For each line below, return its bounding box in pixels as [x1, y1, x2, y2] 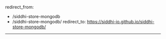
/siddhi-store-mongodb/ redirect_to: [12, 19, 86, 24]
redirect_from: [5, 4, 34, 10]
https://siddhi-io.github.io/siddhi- [86, 19, 155, 24]
